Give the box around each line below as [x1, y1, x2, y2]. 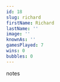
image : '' [6, 31, 31, 37]
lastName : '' [6, 25, 39, 32]
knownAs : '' [6, 37, 36, 42]
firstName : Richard [6, 20, 55, 26]
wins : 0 [6, 48, 26, 54]
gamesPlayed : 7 [6, 42, 44, 48]
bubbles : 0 [6, 53, 33, 59]
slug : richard [6, 14, 42, 20]
